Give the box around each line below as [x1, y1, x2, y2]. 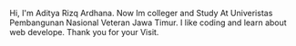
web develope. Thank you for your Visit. [9, 27, 159, 37]
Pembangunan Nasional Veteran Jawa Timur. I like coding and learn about [9, 17, 287, 28]
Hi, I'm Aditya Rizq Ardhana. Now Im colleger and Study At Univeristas [9, 8, 273, 18]
